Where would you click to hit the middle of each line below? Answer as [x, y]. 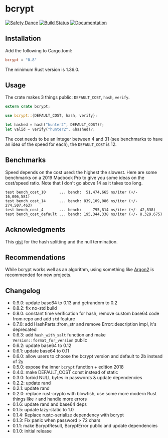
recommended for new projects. [38, 275]
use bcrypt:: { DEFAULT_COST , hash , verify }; [51, 116]
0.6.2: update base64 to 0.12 [42, 345]
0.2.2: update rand [32, 383]
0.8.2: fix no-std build [35, 308]
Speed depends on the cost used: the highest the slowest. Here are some [81, 172]
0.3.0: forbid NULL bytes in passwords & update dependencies [77, 378]
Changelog [23, 290]
